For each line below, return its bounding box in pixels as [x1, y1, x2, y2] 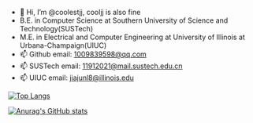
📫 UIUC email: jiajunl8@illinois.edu [19, 73, 134, 82]
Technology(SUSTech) [19, 24, 93, 33]
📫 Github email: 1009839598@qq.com [19, 49, 147, 59]
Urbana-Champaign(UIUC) [19, 41, 107, 50]
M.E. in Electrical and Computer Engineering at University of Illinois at [19, 32, 246, 42]
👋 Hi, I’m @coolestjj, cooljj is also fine [19, 8, 141, 16]
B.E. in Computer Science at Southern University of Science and [19, 16, 229, 25]
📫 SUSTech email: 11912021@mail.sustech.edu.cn [19, 61, 183, 71]
